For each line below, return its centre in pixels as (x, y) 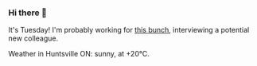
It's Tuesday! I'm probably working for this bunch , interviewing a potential (129, 30)
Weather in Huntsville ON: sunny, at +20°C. (79, 54)
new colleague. (33, 38)
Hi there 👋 (28, 13)
